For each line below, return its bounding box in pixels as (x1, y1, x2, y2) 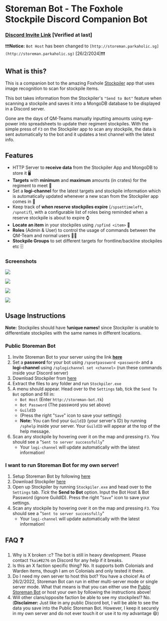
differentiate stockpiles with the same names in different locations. (5, 330, 142, 336)
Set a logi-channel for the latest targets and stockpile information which (12, 188, 161, 194)
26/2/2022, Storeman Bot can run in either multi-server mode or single (12, 578, 158, 585)
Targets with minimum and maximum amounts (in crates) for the (12, 177, 147, 183)
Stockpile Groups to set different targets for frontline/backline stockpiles (12, 238, 163, 244)
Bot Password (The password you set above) (19, 402, 111, 408)
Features (5, 151, 33, 160)
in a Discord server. (5, 106, 45, 112)
